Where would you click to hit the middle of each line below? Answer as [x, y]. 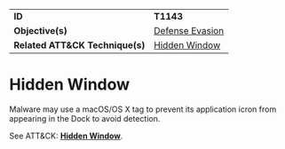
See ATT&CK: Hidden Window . [66, 136]
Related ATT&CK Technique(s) [79, 45]
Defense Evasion [189, 31]
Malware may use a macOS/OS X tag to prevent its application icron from [143, 109]
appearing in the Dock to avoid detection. [85, 118]
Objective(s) [41, 31]
